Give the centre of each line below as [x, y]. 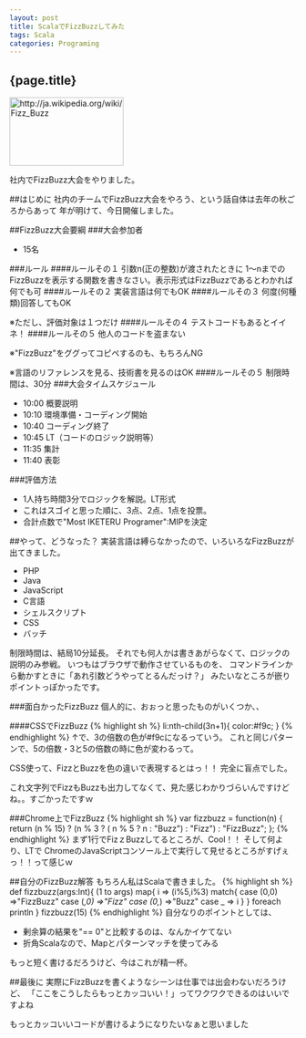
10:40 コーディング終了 [66, 426]
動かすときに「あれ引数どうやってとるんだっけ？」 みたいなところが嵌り [154, 676]
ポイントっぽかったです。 [57, 687]
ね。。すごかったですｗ [51, 799]
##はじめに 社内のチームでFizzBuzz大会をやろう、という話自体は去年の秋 [148, 199]
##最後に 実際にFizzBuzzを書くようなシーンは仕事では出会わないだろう [144, 982]
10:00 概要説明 [50, 403]
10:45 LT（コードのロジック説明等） [91, 438]
